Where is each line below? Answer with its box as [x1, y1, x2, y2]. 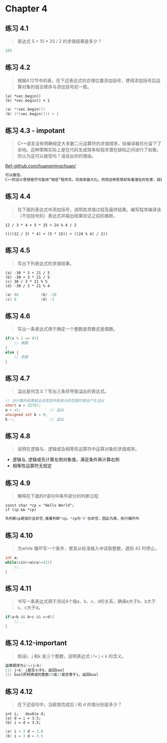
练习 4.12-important [5, 639, 67, 647]
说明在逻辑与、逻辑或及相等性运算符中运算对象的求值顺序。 [17, 446, 140, 452]
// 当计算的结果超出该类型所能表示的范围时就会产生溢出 [5, 398, 104, 403]
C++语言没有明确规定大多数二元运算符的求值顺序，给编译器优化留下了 [17, 141, 162, 147]
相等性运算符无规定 [12, 463, 52, 469]
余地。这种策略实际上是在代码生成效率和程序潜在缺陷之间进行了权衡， [17, 147, 162, 153]
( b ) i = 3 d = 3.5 [5, 734, 43, 739]
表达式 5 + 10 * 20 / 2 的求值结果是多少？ [17, 38, 102, 44]
